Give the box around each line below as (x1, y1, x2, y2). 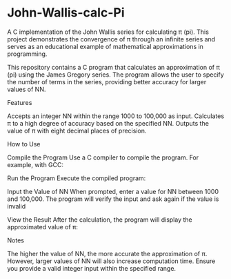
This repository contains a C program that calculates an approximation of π (7, 63, 221, 71)
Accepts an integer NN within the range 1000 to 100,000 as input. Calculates (7, 112, 225, 120)
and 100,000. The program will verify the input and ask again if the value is (7, 195, 219, 203)
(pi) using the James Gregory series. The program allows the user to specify (7, 70, 224, 79)
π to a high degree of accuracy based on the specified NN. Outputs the (7, 119, 209, 127)
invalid (7, 202, 26, 210)
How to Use (7, 139, 41, 148)
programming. (7, 50, 48, 58)
